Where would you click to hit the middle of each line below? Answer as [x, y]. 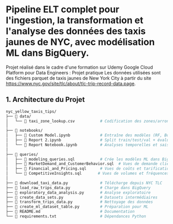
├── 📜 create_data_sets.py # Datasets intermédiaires [82, 197]
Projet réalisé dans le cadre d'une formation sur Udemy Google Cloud [79, 67]
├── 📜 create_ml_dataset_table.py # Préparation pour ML [77, 207]
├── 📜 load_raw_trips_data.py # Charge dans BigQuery [78, 188]
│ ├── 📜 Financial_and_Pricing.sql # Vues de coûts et [74, 169]
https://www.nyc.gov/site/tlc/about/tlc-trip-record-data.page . [71, 84]
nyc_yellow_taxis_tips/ [31, 111]
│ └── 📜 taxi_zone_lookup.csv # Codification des [74, 121]
